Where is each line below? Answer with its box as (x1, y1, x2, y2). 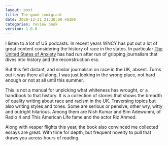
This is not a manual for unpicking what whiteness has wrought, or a (5, 87, 148, 93)
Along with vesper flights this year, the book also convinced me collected (5, 124, 158, 130)
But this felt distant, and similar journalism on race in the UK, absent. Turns (5, 67, 161, 73)
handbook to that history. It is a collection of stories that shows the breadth (5, 93, 162, 99)
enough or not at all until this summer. (5, 77, 84, 83)
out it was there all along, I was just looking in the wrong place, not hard (5, 72, 156, 78)
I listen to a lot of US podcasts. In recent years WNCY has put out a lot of (5, 40, 158, 46)
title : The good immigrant (5, 12, 62, 17)
